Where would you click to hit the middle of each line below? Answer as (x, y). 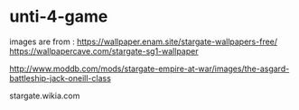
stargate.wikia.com (45, 96)
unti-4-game (59, 17)
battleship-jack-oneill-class (60, 78)
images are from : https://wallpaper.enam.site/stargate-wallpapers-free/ (144, 41)
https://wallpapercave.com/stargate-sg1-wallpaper (104, 50)
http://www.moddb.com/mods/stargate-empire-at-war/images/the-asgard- (149, 69)
